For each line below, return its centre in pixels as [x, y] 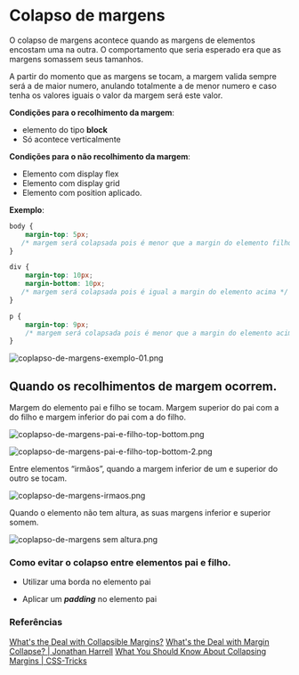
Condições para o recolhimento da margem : [92, 112]
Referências [36, 622]
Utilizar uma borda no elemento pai [86, 582]
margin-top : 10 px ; [59, 276]
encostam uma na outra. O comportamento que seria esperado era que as [145, 49]
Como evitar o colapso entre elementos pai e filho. [120, 563]
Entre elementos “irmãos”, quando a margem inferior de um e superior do [144, 469]
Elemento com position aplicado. [82, 192]
